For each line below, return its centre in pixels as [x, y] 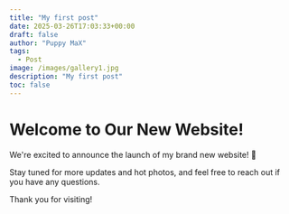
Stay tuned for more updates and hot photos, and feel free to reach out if [145, 172]
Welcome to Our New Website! [126, 130]
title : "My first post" [54, 18]
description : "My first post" [66, 77]
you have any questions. [55, 181]
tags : [19, 51]
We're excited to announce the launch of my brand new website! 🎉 [133, 154]
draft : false [34, 34]
